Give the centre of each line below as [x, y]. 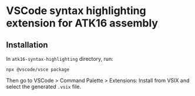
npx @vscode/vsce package [38, 70]
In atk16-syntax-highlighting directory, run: [60, 59]
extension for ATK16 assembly [82, 23]
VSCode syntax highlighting [76, 11]
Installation [27, 45]
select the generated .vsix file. [43, 87]
